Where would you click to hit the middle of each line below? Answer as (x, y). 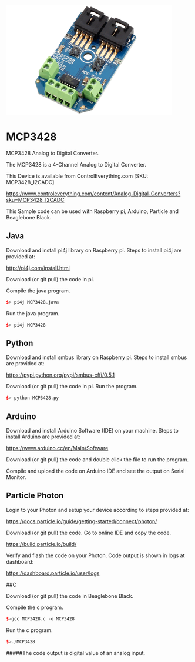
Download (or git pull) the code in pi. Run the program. (72, 387)
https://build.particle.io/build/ (41, 544)
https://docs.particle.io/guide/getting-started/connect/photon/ (82, 521)
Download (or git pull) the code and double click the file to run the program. (97, 460)
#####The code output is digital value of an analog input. (76, 653)
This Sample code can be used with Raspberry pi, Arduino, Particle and (93, 211)
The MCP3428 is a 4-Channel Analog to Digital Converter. (76, 164)
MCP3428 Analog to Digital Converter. (52, 153)
